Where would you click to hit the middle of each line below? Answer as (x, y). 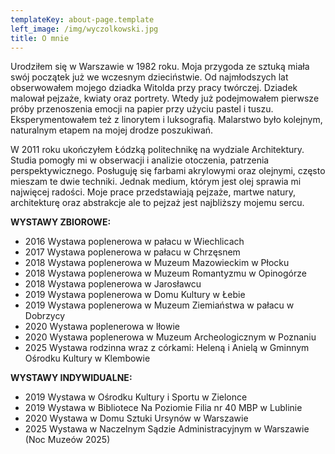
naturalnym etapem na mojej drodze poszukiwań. (112, 130)
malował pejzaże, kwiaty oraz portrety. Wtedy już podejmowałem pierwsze (165, 98)
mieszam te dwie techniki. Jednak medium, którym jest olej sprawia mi (156, 182)
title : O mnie (40, 38)
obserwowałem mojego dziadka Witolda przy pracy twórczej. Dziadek (154, 88)
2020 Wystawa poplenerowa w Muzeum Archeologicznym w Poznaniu (170, 337)
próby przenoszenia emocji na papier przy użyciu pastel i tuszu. (142, 109)
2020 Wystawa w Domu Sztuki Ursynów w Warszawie (136, 418)
